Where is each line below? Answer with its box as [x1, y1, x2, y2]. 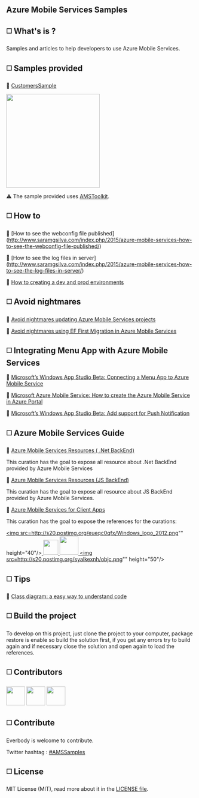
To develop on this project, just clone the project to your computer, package [6, 630, 193, 637]
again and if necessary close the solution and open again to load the [6, 642, 174, 650]
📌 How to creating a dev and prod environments [6, 279, 124, 286]
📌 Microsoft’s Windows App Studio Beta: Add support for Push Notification [6, 410, 190, 417]
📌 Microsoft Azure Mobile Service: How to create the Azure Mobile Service [6, 391, 190, 399]
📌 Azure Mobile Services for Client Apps [6, 506, 106, 513]
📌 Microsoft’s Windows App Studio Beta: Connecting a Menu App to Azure [6, 373, 189, 381]
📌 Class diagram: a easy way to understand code [6, 593, 127, 600]
